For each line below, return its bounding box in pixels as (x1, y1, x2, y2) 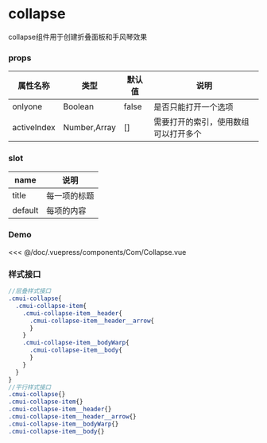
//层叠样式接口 (8, 287, 52, 295)
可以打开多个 (153, 129, 202, 140)
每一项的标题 (46, 190, 95, 201)
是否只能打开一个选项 (153, 102, 234, 113)
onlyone (12, 101, 43, 112)
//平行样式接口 (8, 383, 52, 391)
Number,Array (63, 122, 117, 133)
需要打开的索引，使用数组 (153, 117, 250, 128)
